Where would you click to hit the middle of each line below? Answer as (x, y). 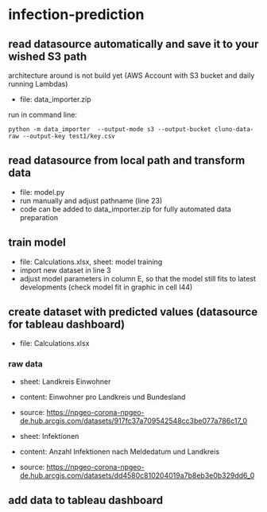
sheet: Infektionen (49, 436)
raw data (26, 364)
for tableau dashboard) (67, 325)
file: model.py (42, 192)
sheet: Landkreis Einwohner (65, 381)
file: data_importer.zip (55, 99)
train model (37, 243)
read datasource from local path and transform (127, 161)
